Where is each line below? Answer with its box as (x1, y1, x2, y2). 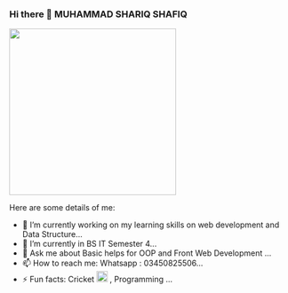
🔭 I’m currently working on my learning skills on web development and (21, 219, 280, 230)
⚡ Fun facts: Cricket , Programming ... (21, 274, 173, 285)
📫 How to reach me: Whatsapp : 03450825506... (21, 257, 204, 269)
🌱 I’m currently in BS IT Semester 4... (21, 239, 157, 249)
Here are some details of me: (9, 202, 116, 213)
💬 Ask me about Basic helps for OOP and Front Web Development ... (21, 248, 272, 258)
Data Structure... (21, 229, 83, 240)
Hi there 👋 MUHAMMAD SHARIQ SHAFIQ (9, 8, 188, 20)
